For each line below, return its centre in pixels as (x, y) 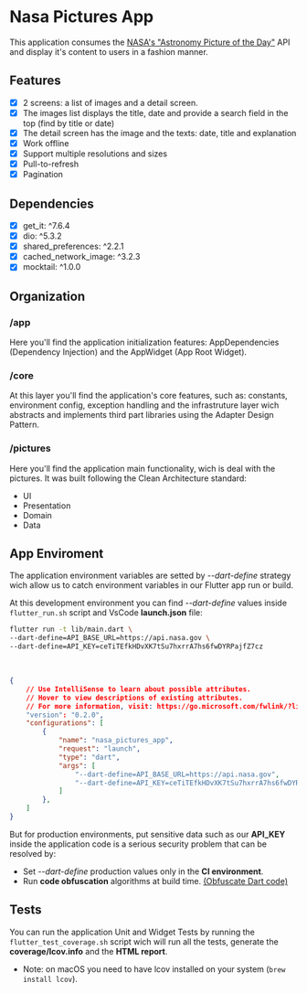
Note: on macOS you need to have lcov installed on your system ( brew (154, 969)
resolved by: (33, 853)
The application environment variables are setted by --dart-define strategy (150, 576)
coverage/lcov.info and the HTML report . (89, 951)
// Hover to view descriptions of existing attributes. (135, 698)
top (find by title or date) (69, 123)
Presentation (47, 506)
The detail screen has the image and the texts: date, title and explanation (159, 133)
